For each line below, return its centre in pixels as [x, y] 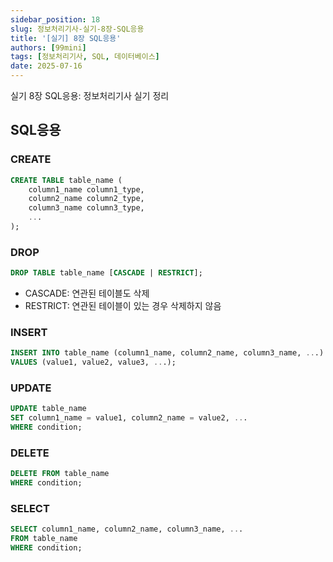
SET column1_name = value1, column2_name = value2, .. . [129, 418]
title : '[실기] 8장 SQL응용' [66, 38]
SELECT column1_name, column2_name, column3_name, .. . [127, 529]
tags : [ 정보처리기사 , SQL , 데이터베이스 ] [85, 57]
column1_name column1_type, [86, 189]
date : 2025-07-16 [46, 66]
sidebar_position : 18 [55, 19]
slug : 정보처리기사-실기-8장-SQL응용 [77, 29]
